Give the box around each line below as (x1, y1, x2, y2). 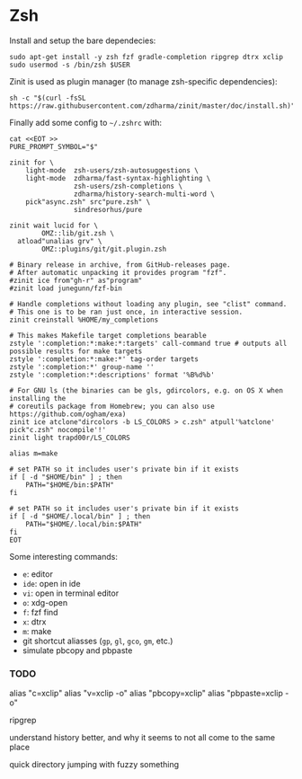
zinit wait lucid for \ (9, 221, 99, 230)
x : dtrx (22, 616, 47, 627)
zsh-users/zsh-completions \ (73, 181, 182, 190)
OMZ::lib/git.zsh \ (41, 228, 115, 238)
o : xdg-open (22, 597, 68, 607)
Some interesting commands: (9, 551, 119, 562)
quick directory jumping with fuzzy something (9, 759, 180, 770)
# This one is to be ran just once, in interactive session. (9, 307, 244, 316)
